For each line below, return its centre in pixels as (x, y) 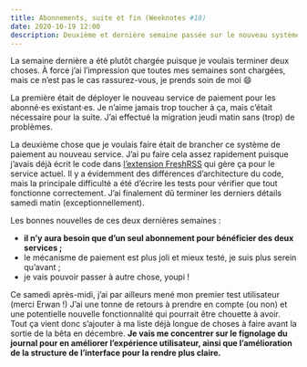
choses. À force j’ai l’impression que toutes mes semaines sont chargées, (148, 70)
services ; (43, 248)
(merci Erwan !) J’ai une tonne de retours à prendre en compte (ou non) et (149, 304)
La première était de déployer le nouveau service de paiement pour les (143, 98)
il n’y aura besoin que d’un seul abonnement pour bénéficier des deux (159, 238)
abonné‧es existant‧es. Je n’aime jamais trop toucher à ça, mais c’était (141, 108)
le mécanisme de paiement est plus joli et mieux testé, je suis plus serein (160, 257)
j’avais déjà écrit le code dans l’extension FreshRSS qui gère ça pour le (143, 164)
